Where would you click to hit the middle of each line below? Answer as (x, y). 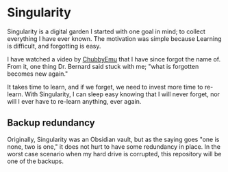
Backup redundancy (51, 123)
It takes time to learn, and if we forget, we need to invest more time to (105, 87)
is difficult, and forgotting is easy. (54, 46)
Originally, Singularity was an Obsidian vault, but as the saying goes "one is (113, 139)
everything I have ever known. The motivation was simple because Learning (114, 38)
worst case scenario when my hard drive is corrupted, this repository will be (114, 154)
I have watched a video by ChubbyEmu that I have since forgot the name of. (114, 59)
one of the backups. (35, 161)
